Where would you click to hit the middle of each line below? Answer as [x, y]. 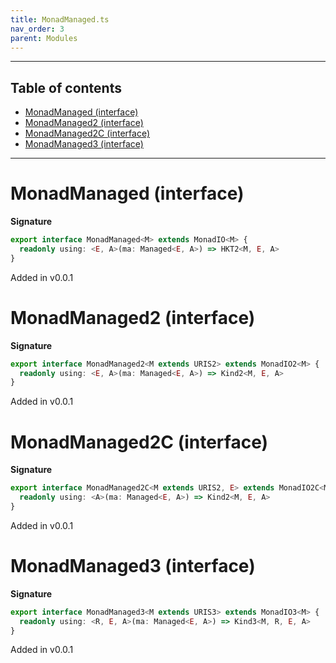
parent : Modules [44, 38]
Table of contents [66, 87]
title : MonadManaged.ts [60, 19]
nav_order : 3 [37, 29]
